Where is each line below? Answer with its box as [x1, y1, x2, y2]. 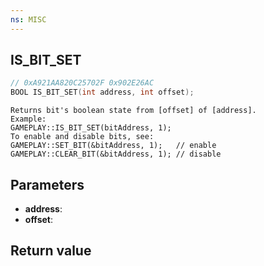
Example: [10, 114, 47, 125]
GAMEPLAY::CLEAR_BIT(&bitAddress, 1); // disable [10, 149, 222, 160]
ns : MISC [10, 14, 47, 25]
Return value [10, 242, 92, 260]
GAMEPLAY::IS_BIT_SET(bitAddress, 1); [10, 123, 172, 133]
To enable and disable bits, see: [10, 132, 155, 142]
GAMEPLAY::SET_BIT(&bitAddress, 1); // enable [10, 141, 217, 151]
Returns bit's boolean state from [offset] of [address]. [10, 106, 257, 116]
